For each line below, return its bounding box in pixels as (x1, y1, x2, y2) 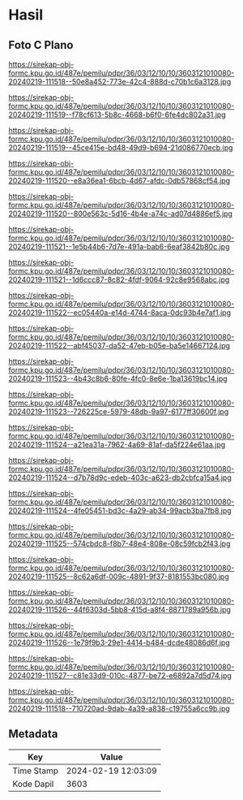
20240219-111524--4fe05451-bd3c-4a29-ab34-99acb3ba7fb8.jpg (8, 506, 232, 515)
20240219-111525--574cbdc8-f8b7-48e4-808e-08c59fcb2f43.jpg (8, 538, 231, 548)
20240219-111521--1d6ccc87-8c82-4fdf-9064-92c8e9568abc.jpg (8, 275, 230, 284)
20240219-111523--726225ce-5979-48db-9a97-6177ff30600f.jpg (8, 407, 229, 416)
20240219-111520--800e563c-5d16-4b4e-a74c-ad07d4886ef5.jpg (8, 209, 233, 218)
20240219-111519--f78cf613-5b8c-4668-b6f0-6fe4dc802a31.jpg (8, 110, 227, 119)
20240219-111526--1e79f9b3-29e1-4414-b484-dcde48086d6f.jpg (8, 638, 230, 647)
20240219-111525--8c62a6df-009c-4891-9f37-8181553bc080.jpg (8, 572, 229, 582)
